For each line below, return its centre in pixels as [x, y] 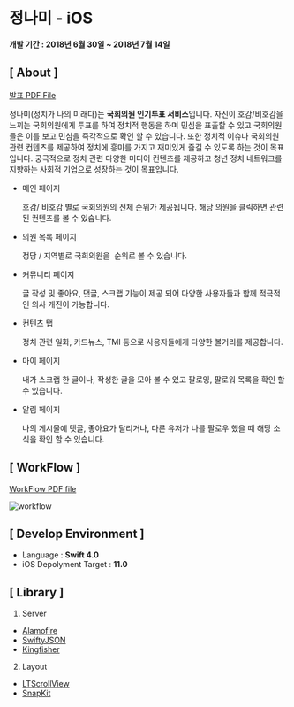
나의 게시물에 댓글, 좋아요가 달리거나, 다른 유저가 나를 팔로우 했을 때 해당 [147, 428]
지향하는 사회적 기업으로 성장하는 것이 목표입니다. [94, 169]
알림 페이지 [41, 409]
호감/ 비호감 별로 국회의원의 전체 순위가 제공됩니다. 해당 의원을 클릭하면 [144, 207]
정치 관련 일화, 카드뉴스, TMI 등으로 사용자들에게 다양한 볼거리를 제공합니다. [153, 342]
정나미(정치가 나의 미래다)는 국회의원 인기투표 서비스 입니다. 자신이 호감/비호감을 [147, 114]
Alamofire [40, 631]
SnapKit [36, 693]
